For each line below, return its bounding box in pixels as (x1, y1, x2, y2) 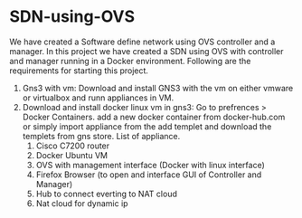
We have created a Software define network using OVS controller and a (9, 36, 276, 47)
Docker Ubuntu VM (35, 149, 109, 160)
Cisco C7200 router (35, 140, 110, 151)
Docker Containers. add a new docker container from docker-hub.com (22, 111, 286, 122)
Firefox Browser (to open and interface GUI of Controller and (35, 169, 262, 180)
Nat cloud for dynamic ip (35, 197, 128, 209)
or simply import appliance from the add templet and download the (22, 120, 272, 132)
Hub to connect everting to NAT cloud (35, 188, 178, 199)
